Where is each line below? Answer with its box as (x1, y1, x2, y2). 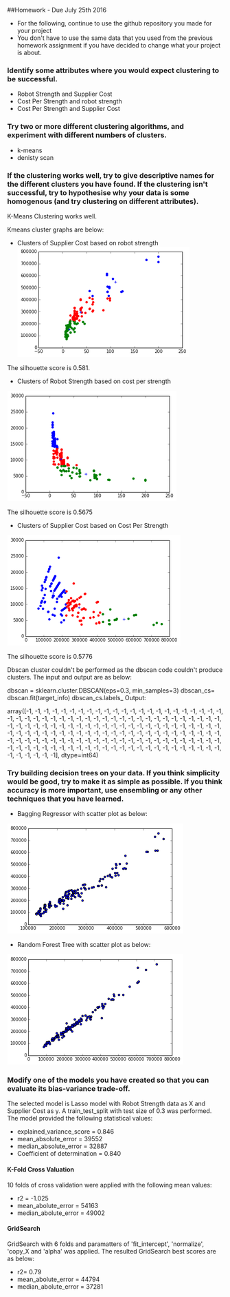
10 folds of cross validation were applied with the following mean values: (7, 1181, 212, 1189)
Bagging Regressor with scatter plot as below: (16, 810, 148, 818)
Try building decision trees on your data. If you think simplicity (7, 768, 220, 777)
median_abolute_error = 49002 (16, 1209, 105, 1217)
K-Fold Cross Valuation (7, 1165, 74, 1174)
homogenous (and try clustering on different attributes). (7, 196, 199, 206)
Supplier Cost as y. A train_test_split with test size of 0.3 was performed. (7, 1107, 212, 1115)
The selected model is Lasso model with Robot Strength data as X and (7, 1099, 206, 1108)
